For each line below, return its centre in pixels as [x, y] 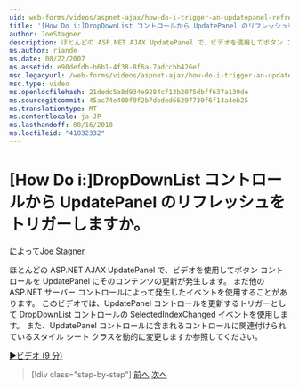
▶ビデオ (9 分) [36, 355]
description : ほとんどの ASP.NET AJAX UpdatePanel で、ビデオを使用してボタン [146, 42]
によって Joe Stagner [47, 251]
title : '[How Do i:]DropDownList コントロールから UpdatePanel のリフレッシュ [149, 26]
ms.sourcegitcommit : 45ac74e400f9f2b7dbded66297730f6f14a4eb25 [129, 100]
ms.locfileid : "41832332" [57, 133]
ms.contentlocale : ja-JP [55, 117]
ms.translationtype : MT [53, 109]
